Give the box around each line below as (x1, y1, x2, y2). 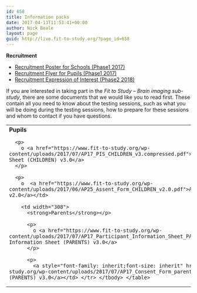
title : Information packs (6, 14, 69, 20)
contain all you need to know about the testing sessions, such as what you (6, 100, 186, 106)
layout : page (6, 31, 38, 36)
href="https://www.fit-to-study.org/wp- (39, 180, 154, 187)
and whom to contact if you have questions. (6, 112, 113, 119)
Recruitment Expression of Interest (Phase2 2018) (14, 76, 135, 83)
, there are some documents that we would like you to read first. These (19, 94, 191, 101)
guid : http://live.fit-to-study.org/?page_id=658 (6, 36, 130, 42)
